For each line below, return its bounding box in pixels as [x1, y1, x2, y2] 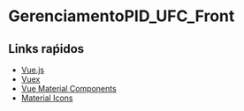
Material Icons [20, 92, 73, 103]
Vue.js [20, 64, 45, 75]
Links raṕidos [8, 41, 85, 56]
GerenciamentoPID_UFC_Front [8, 6, 235, 26]
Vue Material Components [20, 84, 117, 93]
